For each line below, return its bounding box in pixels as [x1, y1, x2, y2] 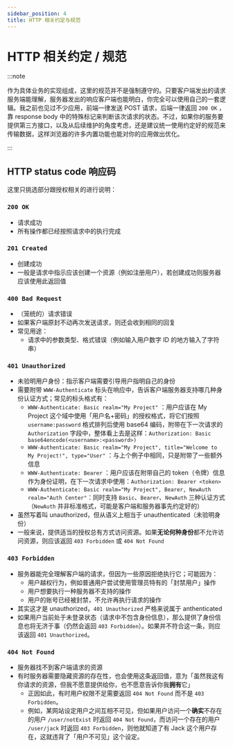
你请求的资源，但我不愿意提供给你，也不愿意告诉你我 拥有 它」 [17, 680, 194, 689]
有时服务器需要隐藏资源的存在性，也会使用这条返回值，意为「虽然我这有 [17, 672, 224, 680]
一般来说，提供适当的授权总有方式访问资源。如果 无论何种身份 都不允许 [17, 528, 218, 536]
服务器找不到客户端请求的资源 [17, 663, 103, 671]
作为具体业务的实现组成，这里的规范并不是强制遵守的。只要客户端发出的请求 [7, 86, 226, 95]
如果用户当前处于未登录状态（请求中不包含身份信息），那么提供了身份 [17, 613, 215, 621]
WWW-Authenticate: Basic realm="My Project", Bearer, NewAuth [27, 486, 212, 493]
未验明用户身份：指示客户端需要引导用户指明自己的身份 [17, 377, 175, 386]
